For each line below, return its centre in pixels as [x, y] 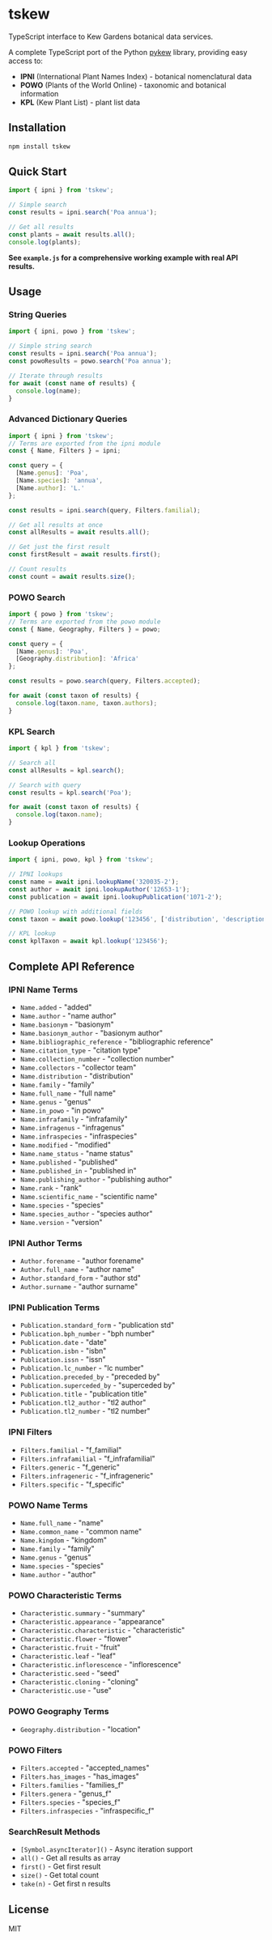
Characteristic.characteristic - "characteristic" [102, 1630]
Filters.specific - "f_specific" [72, 1484]
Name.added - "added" [56, 1007]
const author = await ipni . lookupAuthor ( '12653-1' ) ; [99, 889]
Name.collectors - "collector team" [78, 1067]
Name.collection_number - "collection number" [97, 1058]
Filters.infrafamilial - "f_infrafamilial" [87, 1458]
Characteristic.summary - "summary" [83, 1613]
